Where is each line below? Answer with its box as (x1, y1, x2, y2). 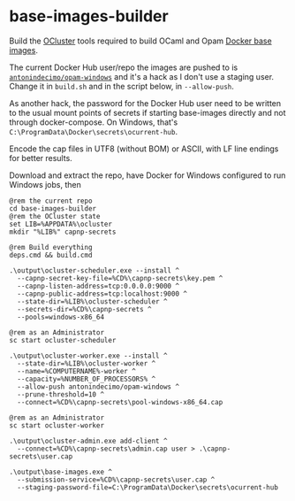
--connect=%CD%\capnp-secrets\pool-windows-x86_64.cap (17, 397, 223, 406)
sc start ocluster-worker (9, 420, 104, 430)
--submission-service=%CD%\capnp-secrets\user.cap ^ (17, 475, 216, 484)
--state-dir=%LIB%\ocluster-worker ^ (17, 358, 156, 368)
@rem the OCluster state (9, 212, 101, 220)
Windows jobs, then (9, 179, 81, 189)
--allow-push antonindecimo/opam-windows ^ (17, 382, 179, 391)
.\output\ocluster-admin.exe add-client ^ (9, 436, 168, 445)
